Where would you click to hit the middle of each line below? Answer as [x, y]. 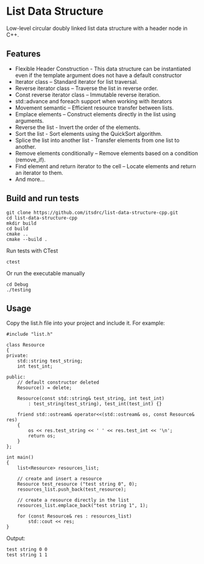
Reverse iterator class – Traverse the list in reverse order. [86, 88]
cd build [17, 228]
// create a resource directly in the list [73, 500]
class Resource [26, 345]
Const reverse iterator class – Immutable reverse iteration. [88, 95]
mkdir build [21, 223]
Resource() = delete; [44, 388]
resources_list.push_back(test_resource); [72, 490]
